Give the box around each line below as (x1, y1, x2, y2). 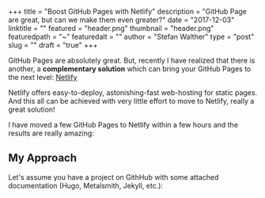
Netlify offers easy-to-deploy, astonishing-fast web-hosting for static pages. (8, 88, 258, 97)
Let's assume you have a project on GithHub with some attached (8, 172, 219, 181)
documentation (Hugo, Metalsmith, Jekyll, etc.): (8, 181, 164, 190)
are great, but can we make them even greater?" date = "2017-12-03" (8, 15, 235, 25)
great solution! (8, 105, 55, 114)
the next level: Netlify (8, 73, 78, 82)
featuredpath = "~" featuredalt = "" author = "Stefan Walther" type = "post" (8, 32, 255, 41)
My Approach (8, 151, 78, 165)
